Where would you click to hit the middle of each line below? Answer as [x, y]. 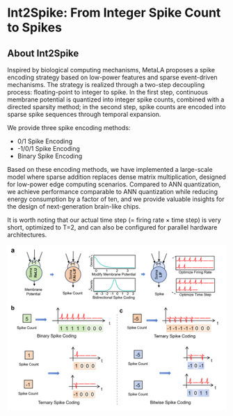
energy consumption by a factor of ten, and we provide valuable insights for [116, 199]
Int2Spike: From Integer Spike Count [114, 13]
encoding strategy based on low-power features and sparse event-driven [112, 77]
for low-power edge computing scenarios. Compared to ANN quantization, [114, 184]
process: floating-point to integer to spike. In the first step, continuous [108, 92]
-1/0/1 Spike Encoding [48, 149]
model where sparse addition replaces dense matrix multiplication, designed [116, 177]
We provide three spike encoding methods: [69, 128]
